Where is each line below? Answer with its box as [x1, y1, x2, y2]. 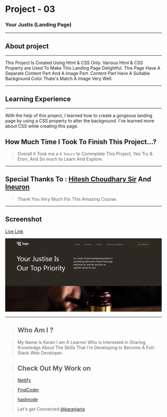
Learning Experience [5, 94, 71, 103]
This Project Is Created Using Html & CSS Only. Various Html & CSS [5, 60, 143, 66]
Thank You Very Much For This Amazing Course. [17, 196, 118, 202]
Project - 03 [5, 3, 56, 15]
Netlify [17, 377, 31, 383]
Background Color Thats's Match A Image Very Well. [5, 76, 113, 82]
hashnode [17, 397, 38, 403]
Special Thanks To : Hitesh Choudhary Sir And [5, 175, 152, 183]
